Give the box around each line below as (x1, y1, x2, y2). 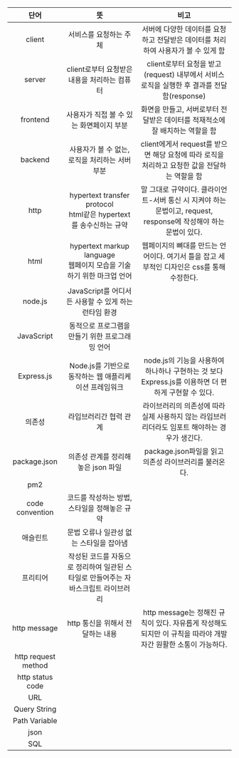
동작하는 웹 (68, 372, 103, 381)
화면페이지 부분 (80, 120, 128, 130)
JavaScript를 (67, 286, 110, 296)
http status (17, 673, 53, 682)
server (23, 75, 46, 84)
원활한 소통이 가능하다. (156, 640, 228, 649)
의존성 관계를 (68, 452, 110, 462)
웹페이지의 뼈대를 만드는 (142, 241, 218, 250)
